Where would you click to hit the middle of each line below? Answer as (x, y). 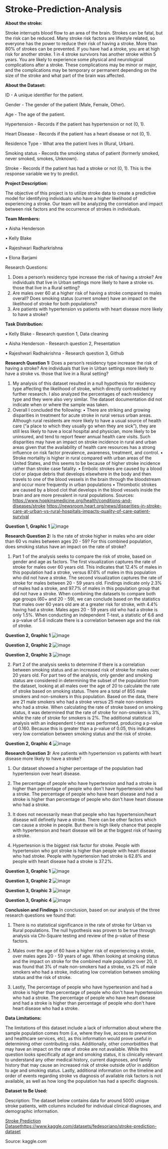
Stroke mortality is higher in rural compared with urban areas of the (82, 458)
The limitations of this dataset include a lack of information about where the (83, 1028)
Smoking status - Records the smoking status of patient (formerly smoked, (82, 153)
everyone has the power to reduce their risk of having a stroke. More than (81, 43)
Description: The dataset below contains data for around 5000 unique (77, 1100)
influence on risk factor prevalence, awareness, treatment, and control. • (88, 452)
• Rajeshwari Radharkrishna (34, 248)
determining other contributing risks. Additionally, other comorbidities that (82, 1044)
